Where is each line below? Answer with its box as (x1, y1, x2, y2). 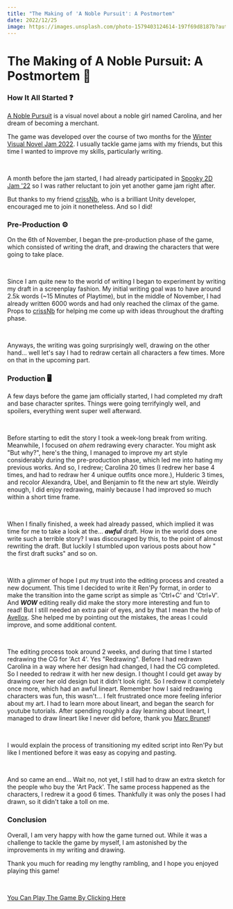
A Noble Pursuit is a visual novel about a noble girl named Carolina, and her (7, 111, 223, 120)
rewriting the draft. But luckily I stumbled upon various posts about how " (7, 542, 216, 550)
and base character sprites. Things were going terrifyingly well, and (7, 399, 201, 408)
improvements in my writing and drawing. (7, 846, 126, 854)
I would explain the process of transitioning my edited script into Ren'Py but (7, 741, 223, 750)
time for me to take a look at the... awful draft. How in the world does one (7, 527, 217, 536)
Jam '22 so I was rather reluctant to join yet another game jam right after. (7, 182, 216, 190)
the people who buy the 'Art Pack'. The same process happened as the (7, 783, 210, 791)
